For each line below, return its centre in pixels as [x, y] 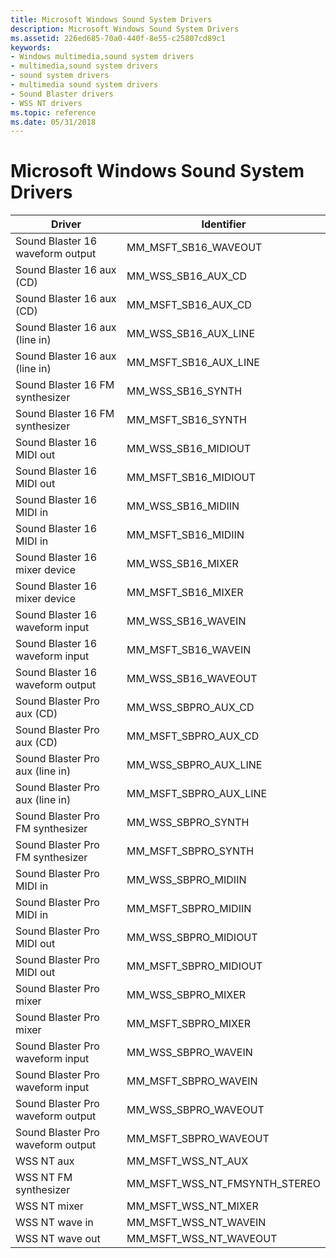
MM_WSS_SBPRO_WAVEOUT [195, 1110]
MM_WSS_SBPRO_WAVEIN [189, 1053]
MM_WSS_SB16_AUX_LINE [191, 334]
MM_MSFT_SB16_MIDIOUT [191, 478]
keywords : [31, 47]
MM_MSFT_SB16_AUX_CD [189, 305]
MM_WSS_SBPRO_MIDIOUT [192, 938]
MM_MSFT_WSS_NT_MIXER [192, 1206]
